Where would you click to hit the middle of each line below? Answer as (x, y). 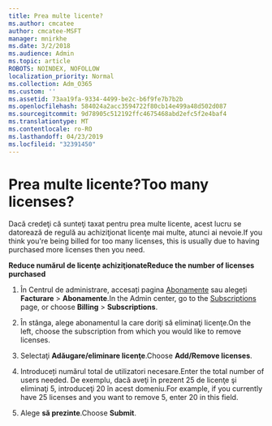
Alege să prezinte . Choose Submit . (78, 413)
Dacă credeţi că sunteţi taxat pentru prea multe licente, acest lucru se (125, 224)
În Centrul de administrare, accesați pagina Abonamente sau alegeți (134, 290)
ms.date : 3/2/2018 (39, 46)
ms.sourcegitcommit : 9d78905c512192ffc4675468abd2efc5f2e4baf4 (118, 114)
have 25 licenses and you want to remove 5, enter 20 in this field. (129, 398)
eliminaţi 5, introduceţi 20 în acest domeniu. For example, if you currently (141, 389)
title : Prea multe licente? (56, 16)
